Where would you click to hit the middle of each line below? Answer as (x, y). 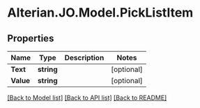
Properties (31, 38)
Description (84, 58)
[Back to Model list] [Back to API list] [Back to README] (87, 98)
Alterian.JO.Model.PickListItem (100, 13)
